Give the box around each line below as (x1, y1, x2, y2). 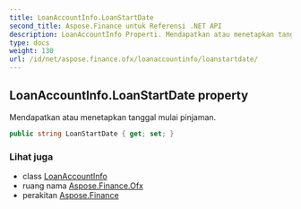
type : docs (9, 38, 50, 48)
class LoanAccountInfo (21, 170, 107, 181)
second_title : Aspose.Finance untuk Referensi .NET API (9, 22, 222, 30)
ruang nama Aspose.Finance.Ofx (21, 180, 143, 191)
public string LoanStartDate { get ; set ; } (9, 129, 175, 138)
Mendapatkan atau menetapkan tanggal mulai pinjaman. (9, 111, 217, 122)
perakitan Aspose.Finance (21, 189, 119, 200)
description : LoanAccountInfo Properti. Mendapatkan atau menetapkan (9, 30, 275, 39)
